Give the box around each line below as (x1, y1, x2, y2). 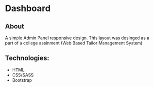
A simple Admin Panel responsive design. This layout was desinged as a (5, 35, 150, 41)
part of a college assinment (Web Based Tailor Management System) (5, 40, 143, 46)
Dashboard (5, 3, 51, 14)
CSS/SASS (12, 72, 34, 78)
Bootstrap (12, 77, 32, 83)
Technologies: (5, 54, 50, 62)
